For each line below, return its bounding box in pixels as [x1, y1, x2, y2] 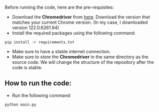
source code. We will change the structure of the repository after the [12, 59, 154, 65]
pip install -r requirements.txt [5, 40, 75, 45]
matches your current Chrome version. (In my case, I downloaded [12, 20, 148, 25]
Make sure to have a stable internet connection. [12, 49, 111, 54]
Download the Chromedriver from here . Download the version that [12, 14, 150, 20]
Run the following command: [12, 92, 71, 98]
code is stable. [12, 65, 43, 70]
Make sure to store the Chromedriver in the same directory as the [12, 54, 149, 60]
